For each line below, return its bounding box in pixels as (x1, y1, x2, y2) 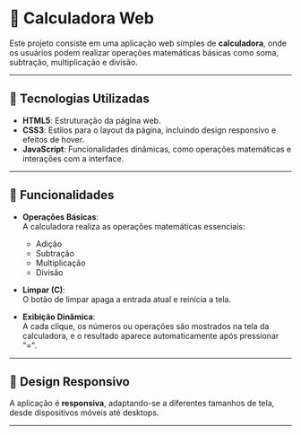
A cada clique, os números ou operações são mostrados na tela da (21, 320, 270, 331)
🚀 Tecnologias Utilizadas (9, 91, 150, 107)
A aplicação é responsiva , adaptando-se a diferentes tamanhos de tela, (9, 398, 275, 409)
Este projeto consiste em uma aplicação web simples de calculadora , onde (9, 38, 287, 48)
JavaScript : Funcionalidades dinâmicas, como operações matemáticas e (21, 144, 292, 154)
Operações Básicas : (21, 211, 99, 222)
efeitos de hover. (21, 134, 85, 144)
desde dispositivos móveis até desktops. (9, 407, 159, 418)
